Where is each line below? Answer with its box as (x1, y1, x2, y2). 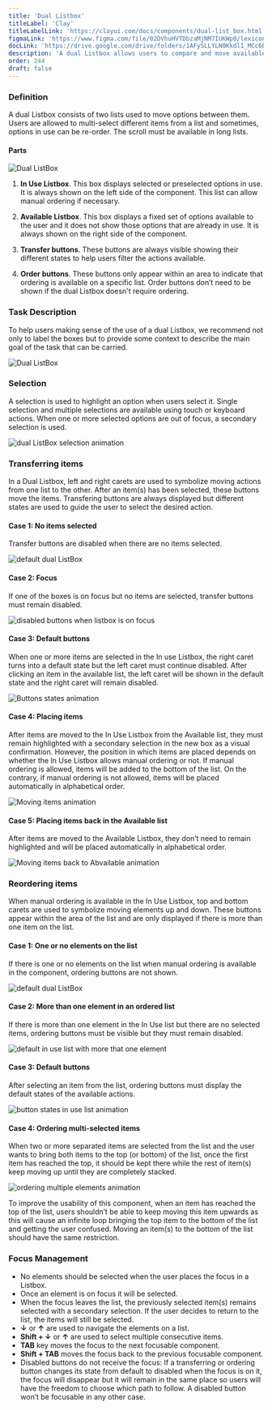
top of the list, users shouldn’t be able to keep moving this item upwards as (8, 1207, 259, 1217)
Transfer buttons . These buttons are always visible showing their (19, 244, 239, 255)
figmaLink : (8, 34, 45, 43)
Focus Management (8, 1253, 89, 1264)
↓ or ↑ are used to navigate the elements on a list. (19, 1323, 190, 1332)
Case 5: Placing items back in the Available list (8, 815, 168, 826)
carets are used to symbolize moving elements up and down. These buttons (8, 905, 261, 915)
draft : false (8, 65, 53, 73)
